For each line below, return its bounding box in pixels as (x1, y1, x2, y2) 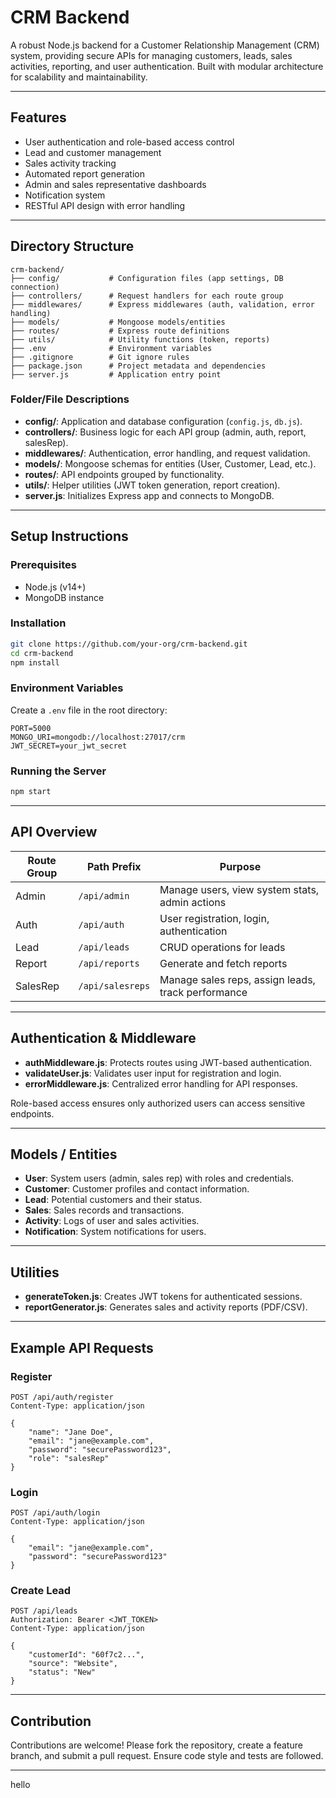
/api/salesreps (78, 980, 151, 991)
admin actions (159, 895, 227, 909)
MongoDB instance (24, 591, 105, 603)
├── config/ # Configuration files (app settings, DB (10, 273, 284, 283)
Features (10, 109, 67, 126)
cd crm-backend (10, 648, 74, 658)
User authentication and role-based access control (24, 136, 235, 148)
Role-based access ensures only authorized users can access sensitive (10, 1097, 306, 1109)
